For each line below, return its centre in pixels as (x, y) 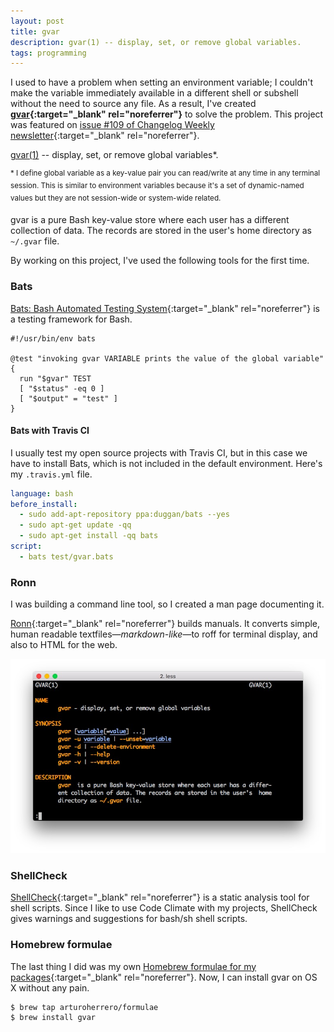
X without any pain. (50, 987)
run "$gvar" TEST (55, 378)
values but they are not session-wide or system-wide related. (116, 198)
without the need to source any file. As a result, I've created (133, 104)
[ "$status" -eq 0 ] (62, 388)
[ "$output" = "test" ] (68, 398)
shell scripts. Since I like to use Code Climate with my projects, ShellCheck (164, 908)
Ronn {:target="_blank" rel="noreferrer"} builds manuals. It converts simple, (165, 624)
